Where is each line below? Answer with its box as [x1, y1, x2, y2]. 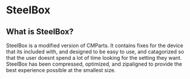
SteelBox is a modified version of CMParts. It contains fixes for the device [6, 42, 184, 49]
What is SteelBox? [6, 27, 74, 37]
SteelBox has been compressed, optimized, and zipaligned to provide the [6, 60, 182, 67]
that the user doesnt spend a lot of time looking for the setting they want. [6, 55, 182, 61]
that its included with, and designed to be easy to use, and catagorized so [6, 48, 184, 55]
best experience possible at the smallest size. [6, 67, 116, 73]
